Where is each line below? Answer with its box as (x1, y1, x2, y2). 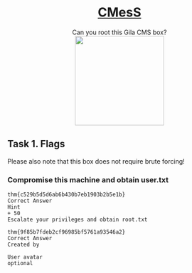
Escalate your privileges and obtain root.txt (7, 216, 148, 224)
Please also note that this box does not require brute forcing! (7, 157, 185, 165)
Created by (7, 241, 40, 249)
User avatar (7, 254, 43, 261)
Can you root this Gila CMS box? (72, 28, 167, 36)
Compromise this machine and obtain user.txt (7, 174, 169, 184)
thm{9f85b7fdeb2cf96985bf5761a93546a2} (7, 229, 126, 236)
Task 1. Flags (7, 138, 65, 150)
